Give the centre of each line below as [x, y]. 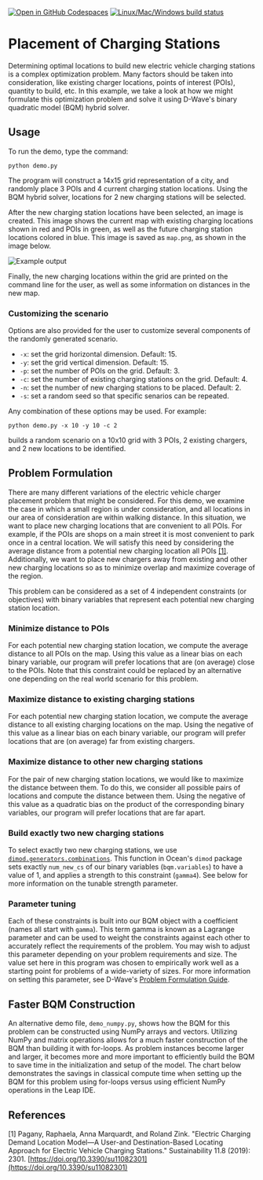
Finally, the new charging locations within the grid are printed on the [118, 276]
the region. [26, 575]
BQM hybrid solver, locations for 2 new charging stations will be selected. [127, 197]
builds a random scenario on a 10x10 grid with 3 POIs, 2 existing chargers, [128, 440]
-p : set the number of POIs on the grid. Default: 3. [100, 371]
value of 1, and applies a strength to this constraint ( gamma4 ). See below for [128, 875]
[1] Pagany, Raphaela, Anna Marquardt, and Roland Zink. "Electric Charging [130, 1134]
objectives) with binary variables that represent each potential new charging [131, 599]
